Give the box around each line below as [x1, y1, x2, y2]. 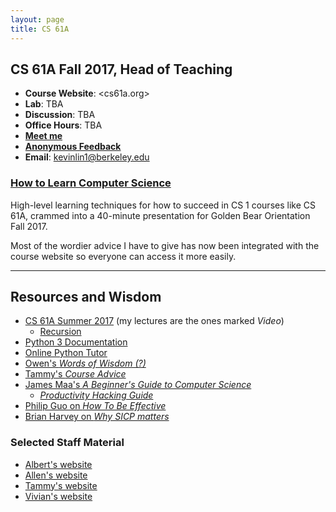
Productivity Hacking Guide [39, 389, 154, 401]
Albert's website [24, 458, 93, 470]
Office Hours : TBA [24, 119, 103, 131]
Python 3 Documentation [24, 336, 128, 348]
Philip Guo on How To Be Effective [24, 400, 167, 412]
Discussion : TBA [24, 109, 96, 121]
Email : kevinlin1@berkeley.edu [24, 151, 150, 163]
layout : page [10, 14, 65, 25]
